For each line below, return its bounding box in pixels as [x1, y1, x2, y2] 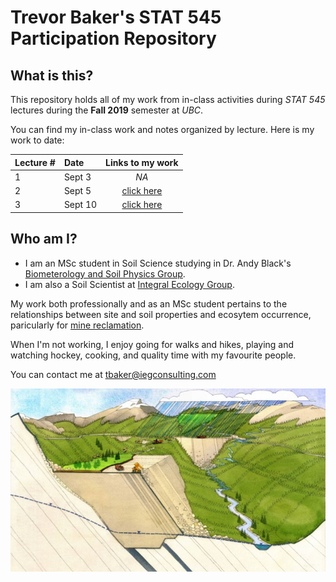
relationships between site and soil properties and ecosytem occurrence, [10, 308, 312, 320]
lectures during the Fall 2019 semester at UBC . [10, 104, 204, 116]
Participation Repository [10, 27, 217, 50]
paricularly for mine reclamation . [10, 319, 145, 331]
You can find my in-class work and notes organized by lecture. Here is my [10, 124, 315, 135]
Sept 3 [63, 171, 92, 183]
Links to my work [105, 156, 179, 168]
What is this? [10, 67, 94, 84]
